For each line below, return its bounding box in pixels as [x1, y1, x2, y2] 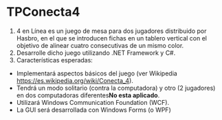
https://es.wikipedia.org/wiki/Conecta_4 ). [16, 76, 133, 84]
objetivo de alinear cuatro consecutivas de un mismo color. [16, 41, 184, 49]
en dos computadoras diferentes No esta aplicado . [16, 91, 160, 99]
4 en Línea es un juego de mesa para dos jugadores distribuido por [16, 27, 207, 35]
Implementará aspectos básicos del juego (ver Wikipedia [16, 69, 178, 77]
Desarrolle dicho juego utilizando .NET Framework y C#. [16, 49, 176, 57]
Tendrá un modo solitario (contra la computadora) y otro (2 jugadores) [16, 84, 216, 92]
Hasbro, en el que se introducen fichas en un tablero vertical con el [16, 34, 208, 42]
